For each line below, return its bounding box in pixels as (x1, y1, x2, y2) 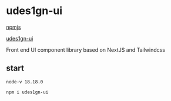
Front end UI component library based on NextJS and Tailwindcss (6, 46, 166, 53)
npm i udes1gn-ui (6, 89, 49, 95)
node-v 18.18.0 (6, 79, 43, 85)
